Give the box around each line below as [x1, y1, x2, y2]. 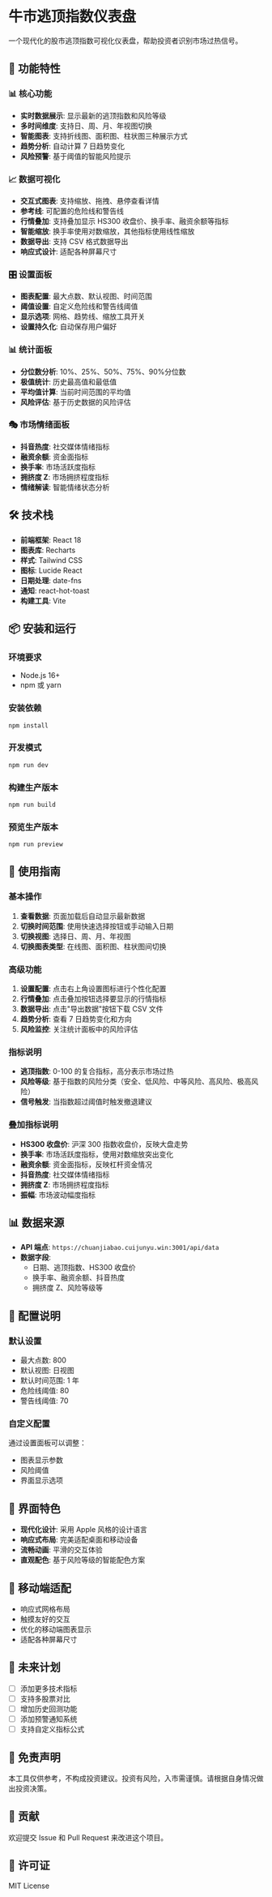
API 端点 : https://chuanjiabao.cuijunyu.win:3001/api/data [19, 1242, 219, 1252]
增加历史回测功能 [19, 1704, 78, 1714]
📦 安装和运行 [8, 622, 77, 636]
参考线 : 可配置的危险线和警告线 [19, 206, 124, 216]
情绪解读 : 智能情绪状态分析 [19, 482, 110, 491]
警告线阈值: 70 [19, 1396, 69, 1406]
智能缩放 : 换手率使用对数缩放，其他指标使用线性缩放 [19, 226, 195, 236]
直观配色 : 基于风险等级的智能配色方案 [19, 1555, 146, 1565]
